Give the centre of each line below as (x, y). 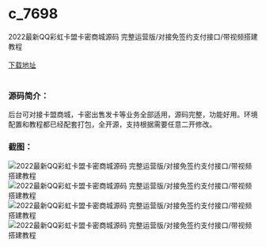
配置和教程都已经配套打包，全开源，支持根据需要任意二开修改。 (112, 124)
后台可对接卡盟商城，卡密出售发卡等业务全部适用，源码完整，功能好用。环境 (133, 115)
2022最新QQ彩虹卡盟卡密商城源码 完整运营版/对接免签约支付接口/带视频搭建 (133, 36)
